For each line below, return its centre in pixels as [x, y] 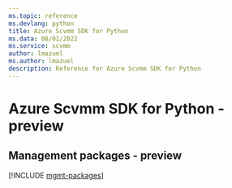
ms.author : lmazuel [41, 62]
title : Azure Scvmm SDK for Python [69, 31]
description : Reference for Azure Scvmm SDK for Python [105, 69]
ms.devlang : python [41, 23]
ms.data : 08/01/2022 [43, 38]
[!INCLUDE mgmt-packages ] [56, 175]
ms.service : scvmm [39, 46]
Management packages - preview [95, 156]
